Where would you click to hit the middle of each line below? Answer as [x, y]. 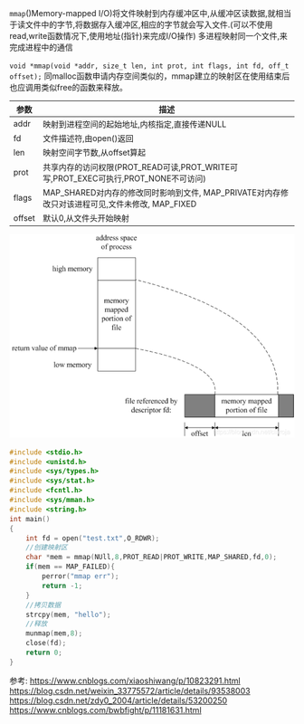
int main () [30, 519]
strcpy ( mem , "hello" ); [68, 614]
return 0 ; [44, 653]
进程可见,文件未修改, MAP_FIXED [136, 204]
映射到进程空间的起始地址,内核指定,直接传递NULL [135, 124]
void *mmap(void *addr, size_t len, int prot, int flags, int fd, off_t [149, 66]
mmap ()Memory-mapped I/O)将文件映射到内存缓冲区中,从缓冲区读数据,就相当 [151, 13]
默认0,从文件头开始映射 [86, 218]
